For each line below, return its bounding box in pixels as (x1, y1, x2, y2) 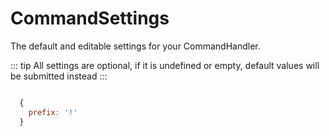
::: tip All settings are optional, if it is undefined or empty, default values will (10, 59, 320, 71)
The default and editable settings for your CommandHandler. (10, 40, 261, 52)
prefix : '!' (28, 107, 78, 117)
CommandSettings (10, 7, 170, 30)
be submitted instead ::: (10, 70, 108, 82)
